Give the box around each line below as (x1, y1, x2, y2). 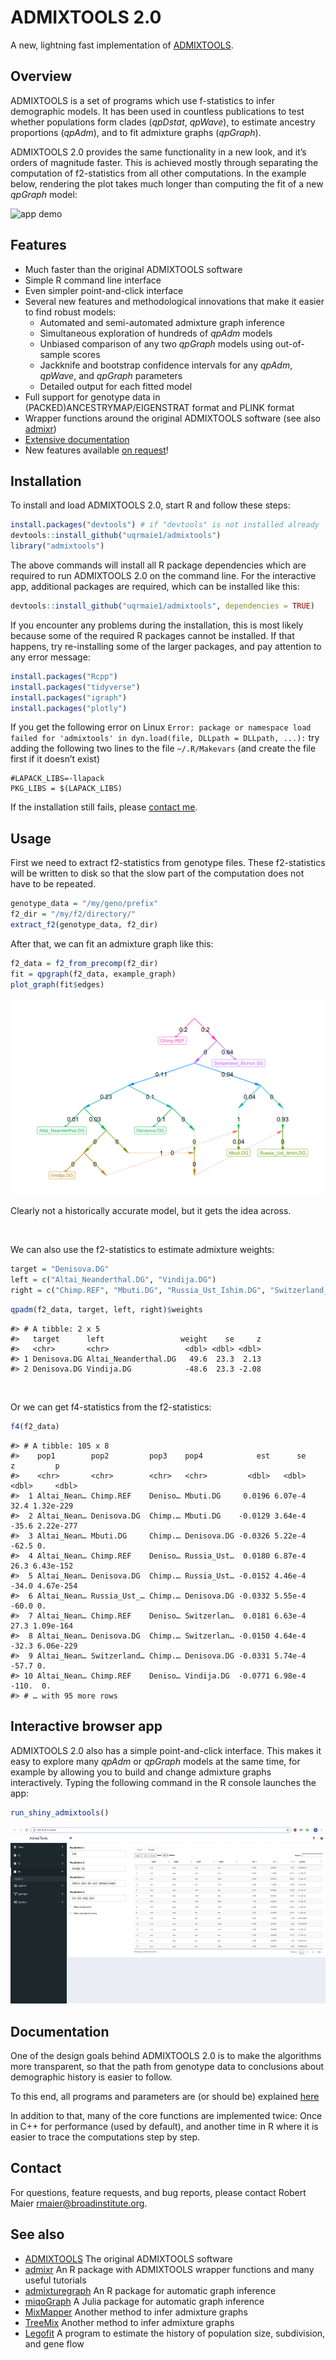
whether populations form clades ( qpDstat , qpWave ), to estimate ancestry (10, 116, 316, 128)
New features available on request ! (24, 444, 169, 456)
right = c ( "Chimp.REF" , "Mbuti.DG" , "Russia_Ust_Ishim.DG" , (10, 1286, 267, 1296)
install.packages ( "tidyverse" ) (10, 682, 141, 692)
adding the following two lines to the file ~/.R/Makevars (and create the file (10, 742, 317, 755)
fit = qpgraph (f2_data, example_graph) (10, 969, 177, 979)
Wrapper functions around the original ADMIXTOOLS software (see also (24, 412, 321, 424)
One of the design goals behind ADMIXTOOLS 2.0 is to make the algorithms (10, 2050, 322, 2062)
